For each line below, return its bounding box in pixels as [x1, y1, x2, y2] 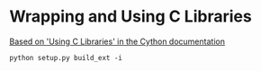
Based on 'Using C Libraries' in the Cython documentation [9, 36, 225, 47]
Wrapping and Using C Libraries [9, 6, 252, 27]
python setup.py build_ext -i [9, 53, 123, 62]
